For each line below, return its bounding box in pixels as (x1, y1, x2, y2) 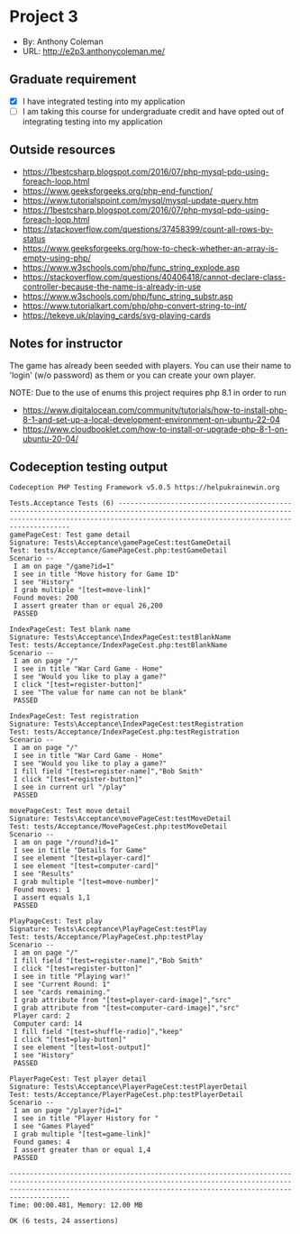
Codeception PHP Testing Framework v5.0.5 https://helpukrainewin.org (9, 483, 280, 492)
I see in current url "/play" (13, 782, 127, 792)
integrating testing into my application (22, 115, 164, 127)
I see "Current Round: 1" (13, 980, 111, 989)
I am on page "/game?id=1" (13, 562, 115, 571)
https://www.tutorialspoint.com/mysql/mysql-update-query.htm (22, 195, 259, 206)
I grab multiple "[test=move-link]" (13, 586, 151, 595)
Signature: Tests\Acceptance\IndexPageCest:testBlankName (9, 633, 232, 642)
